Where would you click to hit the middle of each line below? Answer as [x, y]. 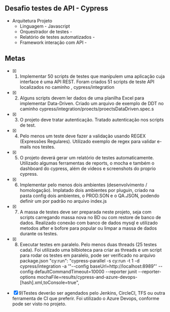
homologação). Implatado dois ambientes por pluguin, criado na [87, 190]
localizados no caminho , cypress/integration [67, 87]
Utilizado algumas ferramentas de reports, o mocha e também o [87, 163]
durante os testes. [39, 233]
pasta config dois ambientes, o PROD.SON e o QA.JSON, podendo [90, 196]
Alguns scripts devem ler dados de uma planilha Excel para [82, 98]
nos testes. [44, 147]
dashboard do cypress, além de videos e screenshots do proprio [88, 169]
